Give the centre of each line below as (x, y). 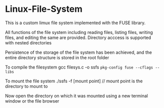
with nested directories (28, 42)
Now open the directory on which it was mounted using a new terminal (77, 96)
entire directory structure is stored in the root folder (57, 57)
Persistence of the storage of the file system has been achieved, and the (79, 52)
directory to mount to (27, 86)
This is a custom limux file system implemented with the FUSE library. (75, 23)
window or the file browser (32, 101)
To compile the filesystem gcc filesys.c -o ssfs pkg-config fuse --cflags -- (82, 67)
